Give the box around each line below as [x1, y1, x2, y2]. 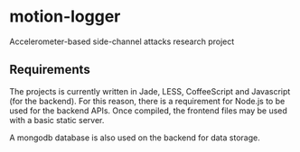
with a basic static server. [9, 114, 105, 125]
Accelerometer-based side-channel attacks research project [9, 36, 235, 47]
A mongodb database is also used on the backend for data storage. [9, 132, 260, 143]
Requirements [9, 62, 90, 77]
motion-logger [9, 6, 121, 27]
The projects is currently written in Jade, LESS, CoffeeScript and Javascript [9, 85, 291, 96]
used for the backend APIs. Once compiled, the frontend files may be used [9, 105, 287, 116]
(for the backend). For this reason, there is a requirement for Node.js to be [9, 95, 286, 106]
